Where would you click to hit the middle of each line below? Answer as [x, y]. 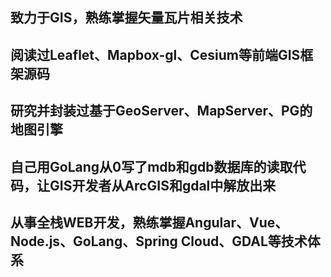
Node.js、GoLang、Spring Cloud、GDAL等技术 [159, 241]
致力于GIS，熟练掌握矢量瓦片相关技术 [126, 18]
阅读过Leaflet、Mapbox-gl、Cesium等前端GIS [155, 54]
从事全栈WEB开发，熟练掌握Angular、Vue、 [149, 222]
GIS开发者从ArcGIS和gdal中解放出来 [163, 185]
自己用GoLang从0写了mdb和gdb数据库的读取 [151, 166]
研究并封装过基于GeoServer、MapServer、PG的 [161, 111]
